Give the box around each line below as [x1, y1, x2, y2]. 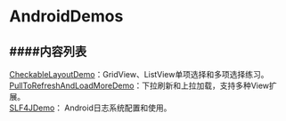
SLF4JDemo [9, 102, 55, 113]
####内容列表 [9, 44, 87, 59]
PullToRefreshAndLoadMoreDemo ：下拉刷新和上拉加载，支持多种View [9, 80, 270, 91]
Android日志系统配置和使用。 [64, 102, 172, 113]
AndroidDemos [9, 6, 124, 27]
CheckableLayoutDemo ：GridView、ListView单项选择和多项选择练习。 [9, 69, 269, 79]
